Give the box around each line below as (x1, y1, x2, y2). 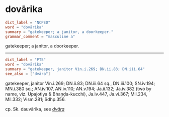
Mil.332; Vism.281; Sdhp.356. (5, 96, 66, 102)
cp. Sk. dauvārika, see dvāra (5, 106, 65, 112)
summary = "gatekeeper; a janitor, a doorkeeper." (5, 29, 114, 34)
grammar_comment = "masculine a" (5, 34, 75, 39)
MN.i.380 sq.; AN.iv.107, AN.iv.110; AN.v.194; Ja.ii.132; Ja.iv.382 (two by (5, 85, 152, 91)
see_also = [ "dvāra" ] (5, 71, 51, 76)
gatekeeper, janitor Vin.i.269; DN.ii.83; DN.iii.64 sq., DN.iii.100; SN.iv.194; (5, 80, 155, 86)
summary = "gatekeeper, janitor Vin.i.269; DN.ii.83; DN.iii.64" (5, 66, 145, 72)
